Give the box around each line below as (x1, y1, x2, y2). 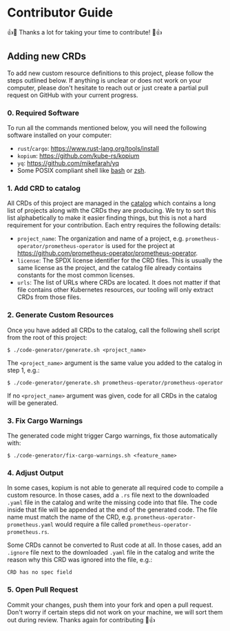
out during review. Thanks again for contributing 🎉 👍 (7, 615, 156, 624)
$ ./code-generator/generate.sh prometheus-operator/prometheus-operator (7, 379, 224, 386)
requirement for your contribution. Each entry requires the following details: (7, 221, 222, 229)
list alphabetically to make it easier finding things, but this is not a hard (7, 214, 207, 222)
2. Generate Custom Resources (7, 310, 114, 320)
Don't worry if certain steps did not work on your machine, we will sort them (7, 608, 223, 616)
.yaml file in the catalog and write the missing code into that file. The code (7, 498, 218, 507)
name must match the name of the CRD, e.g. (7, 513, 133, 521)
